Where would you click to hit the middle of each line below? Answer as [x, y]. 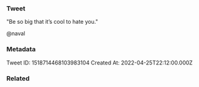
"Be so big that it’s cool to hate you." [52, 22]
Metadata [21, 49]
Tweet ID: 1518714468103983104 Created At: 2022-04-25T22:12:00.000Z [99, 63]
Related [18, 78]
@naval [16, 33]
